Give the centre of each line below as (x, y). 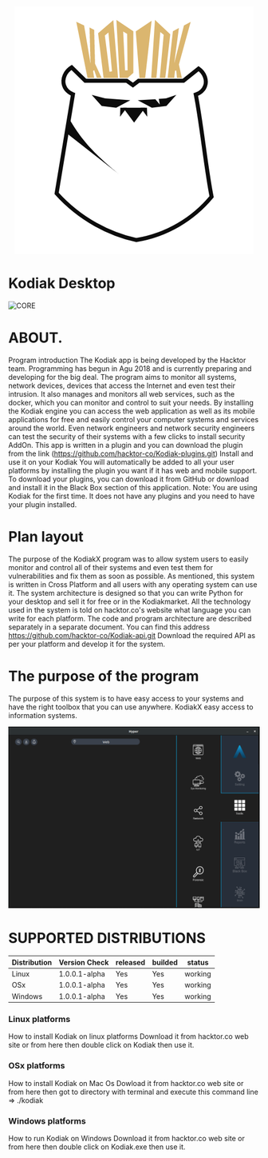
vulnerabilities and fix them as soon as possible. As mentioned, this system (132, 576)
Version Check (84, 962)
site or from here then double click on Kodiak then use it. (101, 1045)
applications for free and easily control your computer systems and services (134, 419)
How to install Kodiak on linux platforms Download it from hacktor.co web (128, 1036)
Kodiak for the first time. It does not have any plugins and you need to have (132, 496)
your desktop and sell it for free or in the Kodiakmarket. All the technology (130, 601)
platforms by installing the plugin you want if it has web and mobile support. (133, 470)
